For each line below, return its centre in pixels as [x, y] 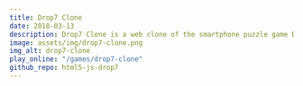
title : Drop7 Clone [46, 17]
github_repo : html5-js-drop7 [64, 68]
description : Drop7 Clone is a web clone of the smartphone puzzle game [149, 34]
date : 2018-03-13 [42, 26]
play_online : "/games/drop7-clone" [76, 59]
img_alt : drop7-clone [50, 51]
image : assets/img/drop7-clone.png [76, 43]
